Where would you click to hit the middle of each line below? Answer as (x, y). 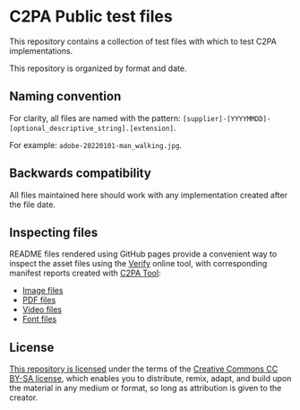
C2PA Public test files (91, 17)
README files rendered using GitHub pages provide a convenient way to (143, 254)
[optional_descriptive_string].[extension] (92, 128)
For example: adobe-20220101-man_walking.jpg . (95, 144)
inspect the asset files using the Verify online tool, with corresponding (138, 264)
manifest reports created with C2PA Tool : (85, 273)
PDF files (39, 300)
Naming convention (65, 96)
